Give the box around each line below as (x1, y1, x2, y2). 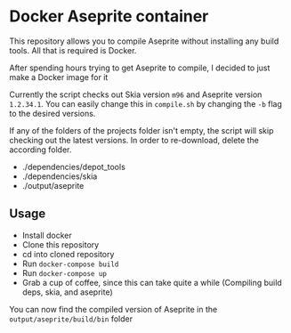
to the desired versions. (9, 108, 96, 118)
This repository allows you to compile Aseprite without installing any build (9, 36, 279, 46)
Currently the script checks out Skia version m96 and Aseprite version (9, 89, 263, 100)
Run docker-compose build (21, 258, 119, 269)
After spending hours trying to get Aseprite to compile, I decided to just (9, 62, 271, 73)
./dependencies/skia (21, 171, 98, 182)
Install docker (21, 230, 73, 240)
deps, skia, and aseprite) (21, 287, 113, 297)
